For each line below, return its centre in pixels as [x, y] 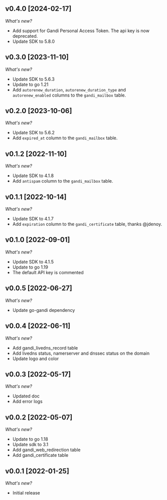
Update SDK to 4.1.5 [33, 262]
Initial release [26, 492]
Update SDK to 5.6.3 [34, 79]
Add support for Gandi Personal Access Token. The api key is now [81, 31]
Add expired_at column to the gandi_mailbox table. [65, 138]
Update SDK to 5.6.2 [34, 133]
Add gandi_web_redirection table [46, 450]
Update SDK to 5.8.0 [34, 41]
